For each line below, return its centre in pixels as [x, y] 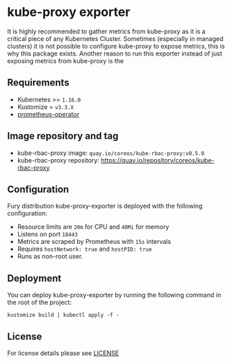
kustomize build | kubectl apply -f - [63, 315]
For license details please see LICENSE [63, 353]
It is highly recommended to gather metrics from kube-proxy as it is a [107, 31]
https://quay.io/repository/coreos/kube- [157, 160]
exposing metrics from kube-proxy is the [65, 60]
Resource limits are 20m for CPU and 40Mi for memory [93, 227]
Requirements [38, 83]
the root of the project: [39, 302]
